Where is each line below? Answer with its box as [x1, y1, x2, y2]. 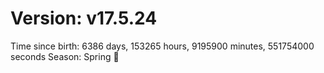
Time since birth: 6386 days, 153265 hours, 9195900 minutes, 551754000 [10, 40, 315, 52]
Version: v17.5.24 [10, 7, 158, 30]
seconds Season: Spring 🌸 [10, 50, 120, 62]
